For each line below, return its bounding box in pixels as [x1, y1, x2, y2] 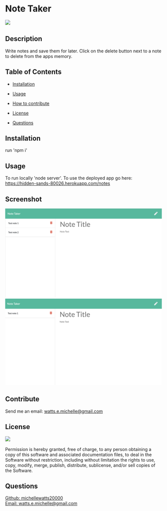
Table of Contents [5, 68, 62, 76]
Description [5, 34, 42, 43]
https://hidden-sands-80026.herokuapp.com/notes [5, 180, 110, 186]
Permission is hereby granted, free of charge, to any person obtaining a [5, 446, 152, 452]
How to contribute [12, 100, 50, 106]
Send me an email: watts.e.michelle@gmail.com [5, 408, 103, 414]
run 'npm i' [5, 147, 27, 153]
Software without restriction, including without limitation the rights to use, [5, 457, 156, 463]
